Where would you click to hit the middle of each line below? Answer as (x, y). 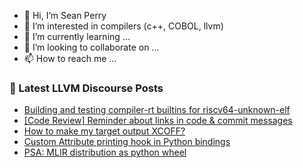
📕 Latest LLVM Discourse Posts (86, 88)
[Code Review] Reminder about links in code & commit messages (158, 121)
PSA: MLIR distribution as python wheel (105, 152)
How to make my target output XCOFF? (104, 131)
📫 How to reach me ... (70, 58)
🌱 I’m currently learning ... (77, 36)
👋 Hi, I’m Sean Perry (65, 15)
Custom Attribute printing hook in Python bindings (127, 142)
